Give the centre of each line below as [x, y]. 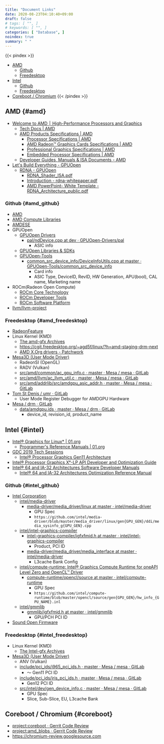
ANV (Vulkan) [33, 661]
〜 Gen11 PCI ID [42, 672]
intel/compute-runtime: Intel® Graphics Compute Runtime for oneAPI [89, 567]
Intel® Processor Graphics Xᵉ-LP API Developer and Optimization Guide [84, 462]
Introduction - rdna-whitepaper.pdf [62, 180]
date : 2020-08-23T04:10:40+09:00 [39, 14]
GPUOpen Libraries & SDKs [47, 251]
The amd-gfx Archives [42, 342]
